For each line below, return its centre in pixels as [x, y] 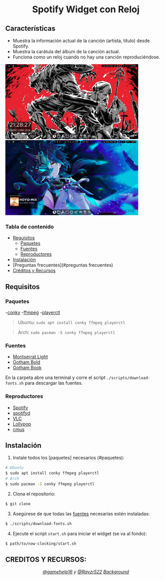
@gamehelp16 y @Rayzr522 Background [86, 572]
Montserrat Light [30, 357]
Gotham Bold [27, 362]
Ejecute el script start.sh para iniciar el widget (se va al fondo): [80, 533]
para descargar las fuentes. [54, 383]
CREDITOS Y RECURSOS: [46, 559]
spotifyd [21, 413]
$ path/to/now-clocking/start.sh [41, 544]
